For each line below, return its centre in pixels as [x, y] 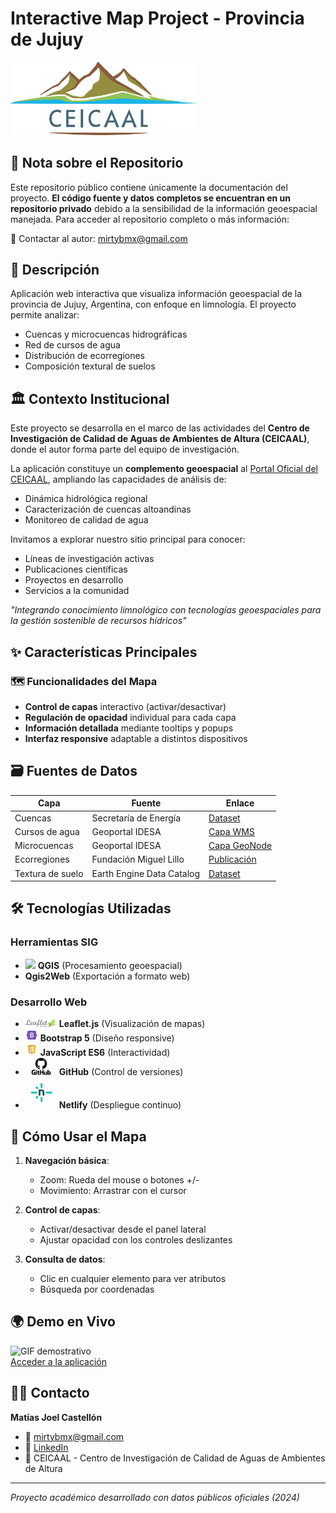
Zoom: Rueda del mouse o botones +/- [119, 1179]
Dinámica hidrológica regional [86, 499]
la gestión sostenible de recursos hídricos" [98, 621]
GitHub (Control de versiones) [121, 1072]
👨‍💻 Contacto [50, 1393]
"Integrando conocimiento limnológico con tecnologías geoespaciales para [166, 610]
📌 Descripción [55, 270]
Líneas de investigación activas [89, 559]
